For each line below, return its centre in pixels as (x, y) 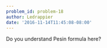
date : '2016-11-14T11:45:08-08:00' (49, 22)
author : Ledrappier (30, 17)
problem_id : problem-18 (35, 11)
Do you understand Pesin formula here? (54, 39)
